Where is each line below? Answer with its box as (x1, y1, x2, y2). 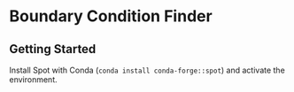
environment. (9, 74, 58, 85)
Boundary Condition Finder (9, 6, 213, 27)
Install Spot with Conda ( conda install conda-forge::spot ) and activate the (9, 65, 285, 75)
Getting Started (9, 42, 97, 57)
